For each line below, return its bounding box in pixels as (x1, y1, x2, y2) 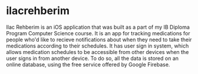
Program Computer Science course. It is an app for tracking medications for (6, 29, 190, 36)
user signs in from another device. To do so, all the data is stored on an (6, 55, 179, 62)
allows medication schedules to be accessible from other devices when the (6, 48, 189, 55)
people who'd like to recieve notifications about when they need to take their (6, 36, 192, 43)
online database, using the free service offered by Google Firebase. (6, 60, 170, 68)
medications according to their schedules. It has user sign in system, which (6, 42, 189, 49)
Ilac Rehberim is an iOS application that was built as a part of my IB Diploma (6, 23, 190, 31)
